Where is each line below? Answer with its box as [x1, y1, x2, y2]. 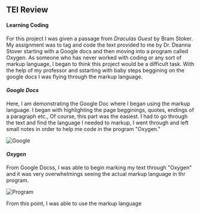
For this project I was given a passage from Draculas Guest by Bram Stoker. [6, 35, 193, 42]
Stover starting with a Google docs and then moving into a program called [6, 47, 189, 54]
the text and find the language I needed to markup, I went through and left [6, 119, 189, 126]
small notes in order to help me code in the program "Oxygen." [6, 125, 160, 132]
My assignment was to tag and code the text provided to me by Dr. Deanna [6, 41, 192, 48]
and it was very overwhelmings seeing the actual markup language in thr [6, 171, 186, 177]
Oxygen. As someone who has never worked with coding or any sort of [6, 54, 182, 61]
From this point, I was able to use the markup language [6, 200, 142, 207]
